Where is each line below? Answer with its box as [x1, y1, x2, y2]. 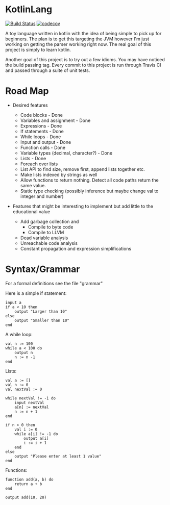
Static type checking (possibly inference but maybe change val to [20, 188, 159, 194]
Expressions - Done [20, 122, 62, 129]
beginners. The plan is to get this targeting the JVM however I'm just [5, 36, 150, 42]
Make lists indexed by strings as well [20, 171, 98, 178]
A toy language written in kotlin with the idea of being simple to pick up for [5, 30, 162, 36]
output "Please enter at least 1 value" [14, 453, 102, 459]
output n [14, 350, 33, 355]
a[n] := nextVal [14, 405, 50, 410]
